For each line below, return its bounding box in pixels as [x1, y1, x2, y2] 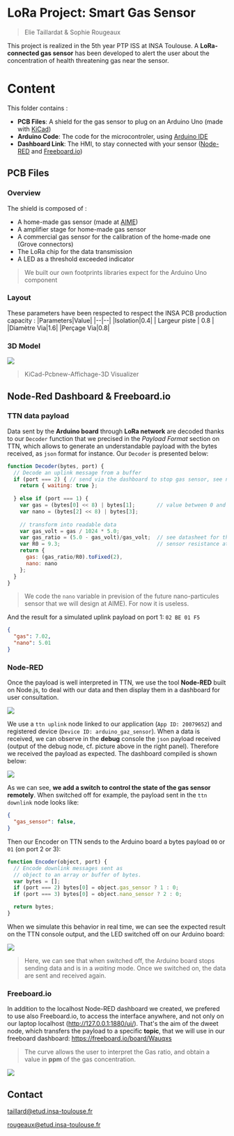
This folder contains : [7, 103, 68, 112]
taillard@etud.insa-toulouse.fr [7, 1107, 93, 1115]
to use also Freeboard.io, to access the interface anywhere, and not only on [7, 1012, 224, 1020]
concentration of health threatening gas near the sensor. [7, 56, 169, 64]
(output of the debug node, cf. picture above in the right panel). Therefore [7, 742, 219, 751]
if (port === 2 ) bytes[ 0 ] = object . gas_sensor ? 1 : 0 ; [13, 884, 179, 891]
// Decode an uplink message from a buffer [13, 469, 141, 476]
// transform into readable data [19, 521, 117, 528]
